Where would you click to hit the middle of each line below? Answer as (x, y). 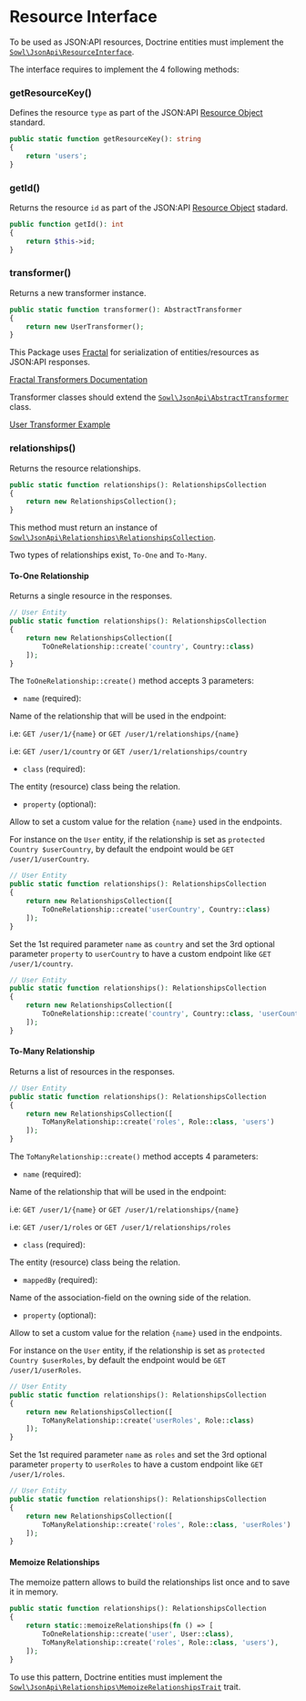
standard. (27, 122)
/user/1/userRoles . (46, 1370)
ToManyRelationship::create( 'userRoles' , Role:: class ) (148, 1421)
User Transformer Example (60, 424)
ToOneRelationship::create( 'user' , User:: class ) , (138, 1635)
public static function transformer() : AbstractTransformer (126, 310)
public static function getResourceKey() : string (106, 139)
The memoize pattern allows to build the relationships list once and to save (150, 1583)
